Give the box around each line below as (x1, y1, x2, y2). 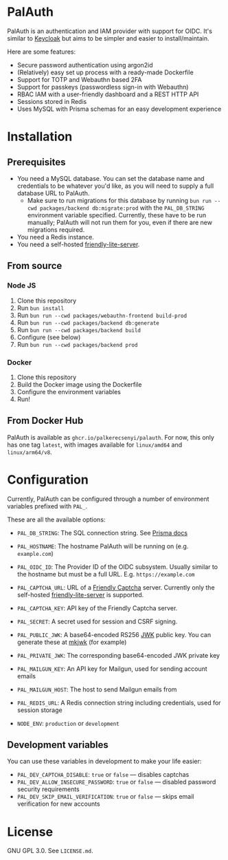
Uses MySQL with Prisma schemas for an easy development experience (16, 105, 222, 113)
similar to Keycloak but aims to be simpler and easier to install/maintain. (7, 34, 209, 42)
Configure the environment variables (16, 387, 122, 396)
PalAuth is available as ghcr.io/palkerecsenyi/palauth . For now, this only (7, 433, 215, 441)
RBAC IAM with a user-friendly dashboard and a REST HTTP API (16, 90, 199, 98)
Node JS (7, 281, 36, 290)
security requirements (16, 785, 80, 793)
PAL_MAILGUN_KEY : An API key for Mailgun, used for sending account (16, 665, 207, 673)
